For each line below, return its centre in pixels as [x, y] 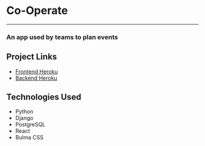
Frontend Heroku [36, 71]
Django [24, 118]
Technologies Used [44, 97]
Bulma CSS [29, 137]
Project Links [32, 57]
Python [24, 112]
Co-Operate [37, 11]
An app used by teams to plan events [62, 37]
